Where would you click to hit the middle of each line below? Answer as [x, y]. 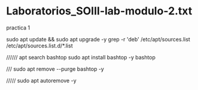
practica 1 [18, 28]
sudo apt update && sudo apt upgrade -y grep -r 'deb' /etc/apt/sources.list [98, 39]
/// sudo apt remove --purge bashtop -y [55, 69]
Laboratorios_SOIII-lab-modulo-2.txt [99, 11]
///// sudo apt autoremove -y [41, 80]
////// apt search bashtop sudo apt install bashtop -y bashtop [81, 57]
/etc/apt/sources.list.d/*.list [39, 46]
